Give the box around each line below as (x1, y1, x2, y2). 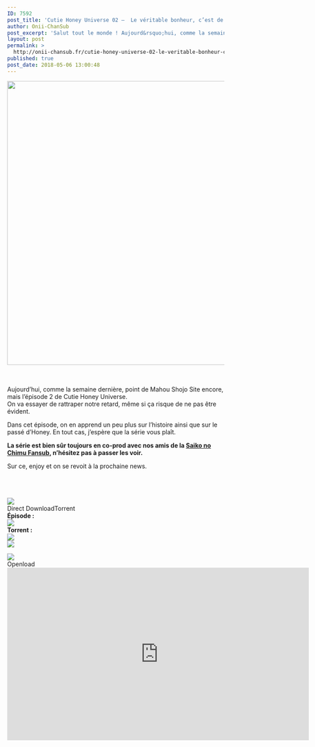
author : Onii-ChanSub (7, 23, 70, 30)
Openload (7, 560, 36, 568)
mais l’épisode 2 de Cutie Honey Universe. (7, 392, 128, 400)
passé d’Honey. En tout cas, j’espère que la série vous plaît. (7, 427, 176, 436)
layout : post (7, 36, 45, 43)
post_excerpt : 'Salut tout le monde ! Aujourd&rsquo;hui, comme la (7, 29, 205, 37)
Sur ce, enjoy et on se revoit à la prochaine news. (7, 462, 147, 470)
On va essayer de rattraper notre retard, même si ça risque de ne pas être (7, 400, 217, 408)
